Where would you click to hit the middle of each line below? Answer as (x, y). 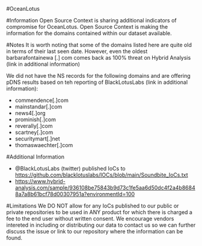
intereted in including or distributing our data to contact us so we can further (101, 225)
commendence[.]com (42, 100)
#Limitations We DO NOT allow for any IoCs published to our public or (93, 206)
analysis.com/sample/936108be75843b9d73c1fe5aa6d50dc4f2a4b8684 (105, 188)
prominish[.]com (35, 119)
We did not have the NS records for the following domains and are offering (98, 76)
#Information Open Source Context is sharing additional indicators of (92, 20)
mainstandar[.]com (38, 107)
